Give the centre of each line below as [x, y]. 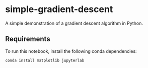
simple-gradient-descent [59, 9]
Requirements [28, 39]
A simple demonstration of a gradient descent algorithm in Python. [74, 23]
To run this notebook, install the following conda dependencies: [71, 51]
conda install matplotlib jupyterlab [45, 60]
